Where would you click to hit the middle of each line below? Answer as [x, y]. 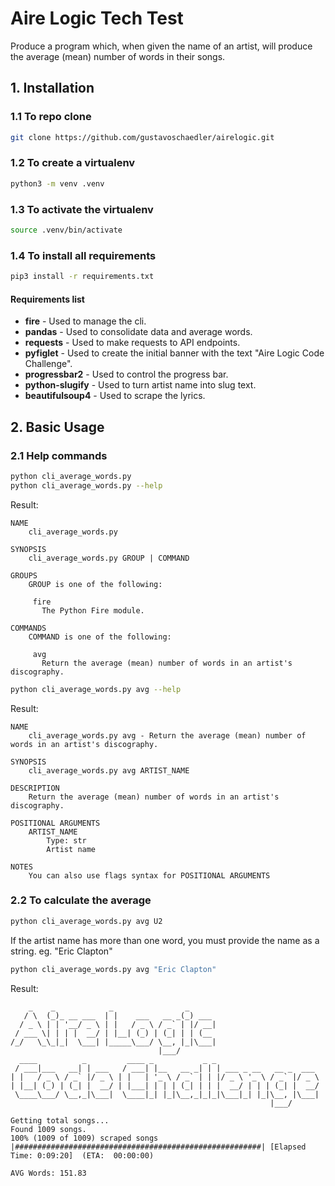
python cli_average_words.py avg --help [96, 689]
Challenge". [48, 364]
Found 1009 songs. [48, 1129]
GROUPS [24, 575]
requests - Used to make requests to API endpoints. [132, 343]
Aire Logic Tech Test [97, 18]
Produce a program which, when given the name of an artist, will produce [161, 46]
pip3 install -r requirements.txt [82, 277]
